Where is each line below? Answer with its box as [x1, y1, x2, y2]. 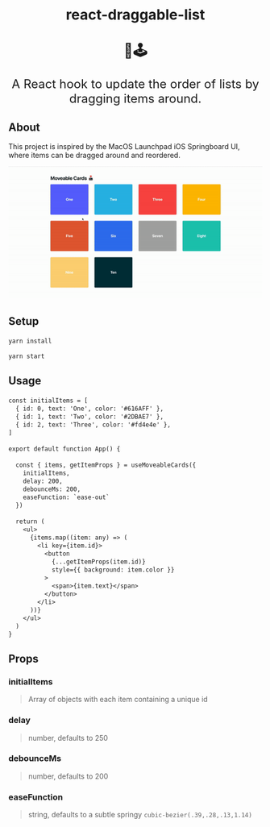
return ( [15, 517, 45, 526]
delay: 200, [23, 477, 63, 485]
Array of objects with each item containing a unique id [27, 695, 208, 704]
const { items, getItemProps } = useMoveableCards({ [15, 461, 197, 469]
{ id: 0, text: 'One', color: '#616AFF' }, [15, 405, 164, 413]
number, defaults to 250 [27, 733, 109, 742]
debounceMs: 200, [23, 485, 81, 493]
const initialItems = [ [8, 397, 89, 405]
